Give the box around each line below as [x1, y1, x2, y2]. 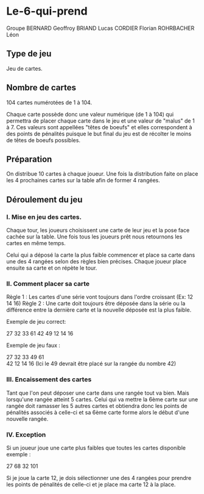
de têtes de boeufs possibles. [6, 136, 81, 144]
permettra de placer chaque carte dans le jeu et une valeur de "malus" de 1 [6, 117, 195, 124]
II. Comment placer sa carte [6, 279, 90, 288]
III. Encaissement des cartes [6, 375, 92, 384]
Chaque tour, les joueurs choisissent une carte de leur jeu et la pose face [6, 227, 190, 234]
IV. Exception [6, 430, 46, 439]
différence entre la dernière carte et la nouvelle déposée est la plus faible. [6, 306, 192, 313]
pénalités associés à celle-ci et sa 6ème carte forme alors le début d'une [6, 409, 189, 416]
